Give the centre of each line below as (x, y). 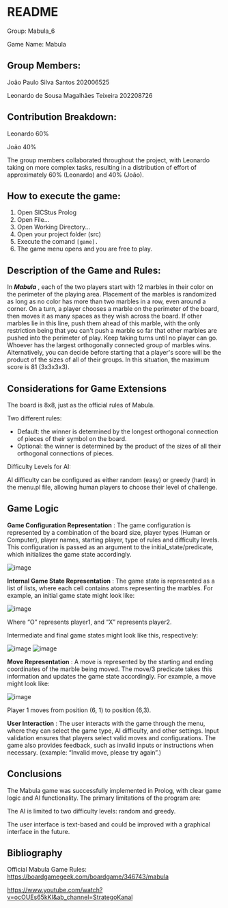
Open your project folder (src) (59, 234)
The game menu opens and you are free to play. (84, 249)
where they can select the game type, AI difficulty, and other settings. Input (113, 731)
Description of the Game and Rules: (84, 270)
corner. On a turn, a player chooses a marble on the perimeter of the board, (113, 309)
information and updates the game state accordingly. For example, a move (112, 676)
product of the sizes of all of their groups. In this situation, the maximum (108, 360)
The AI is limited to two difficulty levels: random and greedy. (91, 811)
